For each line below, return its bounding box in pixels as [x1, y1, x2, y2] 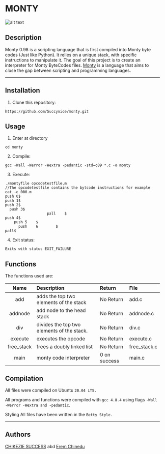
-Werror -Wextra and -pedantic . [5, 402, 70, 408]
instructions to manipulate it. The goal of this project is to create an [5, 57, 141, 63]
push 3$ [9, 207, 26, 212]
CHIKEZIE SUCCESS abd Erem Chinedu [5, 443, 85, 449]
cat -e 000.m [5, 190, 32, 195]
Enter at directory [12, 135, 48, 141]
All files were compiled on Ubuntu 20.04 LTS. [5, 387, 97, 393]
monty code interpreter [36, 355, 90, 362]
